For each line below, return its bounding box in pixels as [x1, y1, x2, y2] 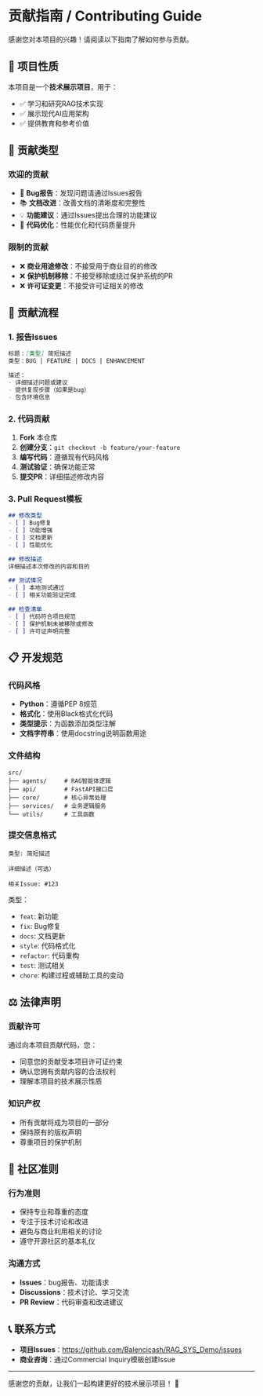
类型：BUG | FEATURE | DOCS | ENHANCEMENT [8, 357, 146, 365]
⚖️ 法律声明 [8, 996, 61, 1009]
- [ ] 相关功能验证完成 [8, 591, 77, 599]
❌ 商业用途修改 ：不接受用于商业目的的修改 [19, 261, 158, 271]
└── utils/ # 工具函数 [8, 810, 95, 818]
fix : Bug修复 [19, 921, 61, 930]
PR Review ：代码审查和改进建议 [19, 1297, 124, 1306]
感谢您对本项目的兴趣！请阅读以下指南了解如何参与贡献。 [8, 35, 193, 44]
